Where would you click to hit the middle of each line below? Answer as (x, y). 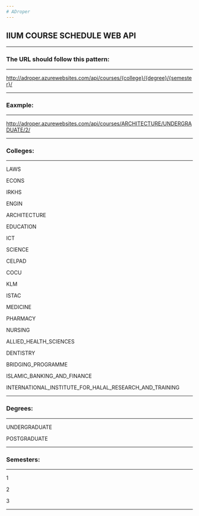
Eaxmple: (20, 105)
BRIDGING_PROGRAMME (37, 365)
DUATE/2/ (18, 130)
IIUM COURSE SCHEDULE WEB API (71, 36)
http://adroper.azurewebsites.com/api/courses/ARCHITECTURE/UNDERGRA (99, 124)
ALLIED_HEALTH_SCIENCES (41, 342)
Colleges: (20, 151)
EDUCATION (21, 227)
